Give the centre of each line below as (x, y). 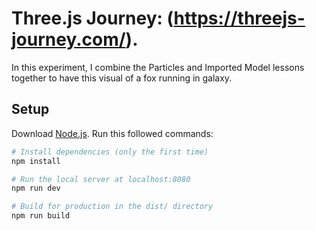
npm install (36, 161)
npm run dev (36, 188)
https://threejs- (239, 18)
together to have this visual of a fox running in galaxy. (122, 78)
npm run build (41, 216)
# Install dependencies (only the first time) (110, 152)
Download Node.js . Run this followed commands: (112, 133)
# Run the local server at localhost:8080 (101, 179)
